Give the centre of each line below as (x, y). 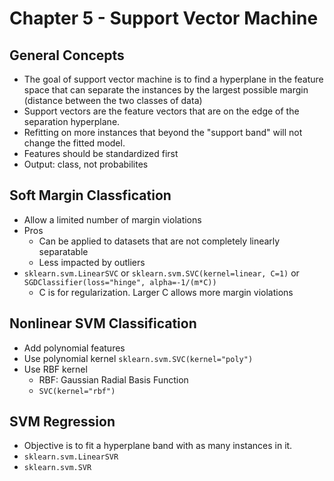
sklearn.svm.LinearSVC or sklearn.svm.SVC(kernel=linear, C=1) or (161, 273)
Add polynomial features (74, 348)
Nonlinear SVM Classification (103, 323)
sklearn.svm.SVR (57, 468)
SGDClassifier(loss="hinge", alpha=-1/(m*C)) (120, 282)
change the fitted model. (74, 143)
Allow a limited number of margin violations (112, 219)
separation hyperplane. (72, 121)
